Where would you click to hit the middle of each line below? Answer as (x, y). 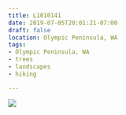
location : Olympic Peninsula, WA (63, 37)
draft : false (30, 30)
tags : (17, 45)
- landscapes (30, 67)
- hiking (22, 74)
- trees (21, 60)
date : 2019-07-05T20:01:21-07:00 (63, 23)
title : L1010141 (35, 15)
